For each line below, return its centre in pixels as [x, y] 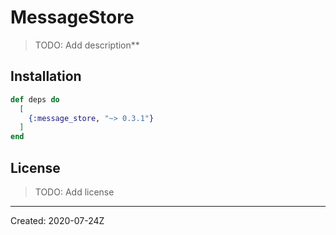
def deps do [35, 99]
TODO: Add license [74, 192]
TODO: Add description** [87, 45]
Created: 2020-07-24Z [57, 220]
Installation [46, 76]
